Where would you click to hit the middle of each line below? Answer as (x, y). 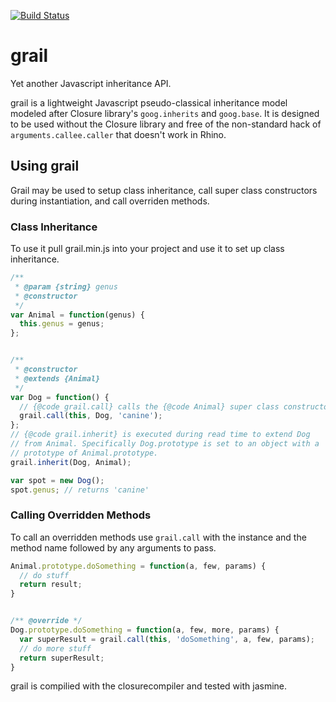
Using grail (45, 166)
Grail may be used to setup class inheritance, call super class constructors (164, 190)
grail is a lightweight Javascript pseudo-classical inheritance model (149, 102)
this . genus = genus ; (62, 324)
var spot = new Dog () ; (57, 480)
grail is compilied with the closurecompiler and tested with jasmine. (149, 686)
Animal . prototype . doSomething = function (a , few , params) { (138, 566)
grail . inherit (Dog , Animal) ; (71, 462)
